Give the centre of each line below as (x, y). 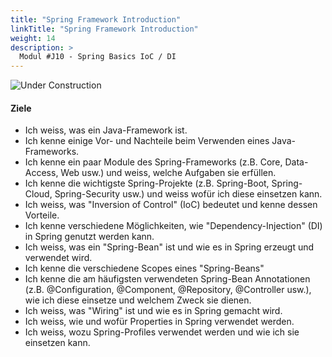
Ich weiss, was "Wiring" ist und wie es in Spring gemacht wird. (153, 311)
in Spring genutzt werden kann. (89, 237)
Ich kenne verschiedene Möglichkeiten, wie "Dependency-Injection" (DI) (173, 226)
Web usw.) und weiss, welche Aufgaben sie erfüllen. (168, 173)
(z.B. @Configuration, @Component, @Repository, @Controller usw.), (168, 290)
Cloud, (38, 194)
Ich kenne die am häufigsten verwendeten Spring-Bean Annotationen (167, 279)
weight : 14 (33, 38)
